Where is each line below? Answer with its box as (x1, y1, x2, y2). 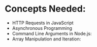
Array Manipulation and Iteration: (12, 36, 81, 42)
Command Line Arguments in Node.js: (12, 30, 92, 36)
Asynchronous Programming (12, 25, 72, 31)
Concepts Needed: (5, 3, 86, 15)
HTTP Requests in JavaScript (12, 20, 74, 26)
